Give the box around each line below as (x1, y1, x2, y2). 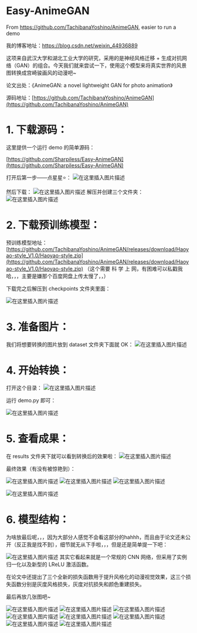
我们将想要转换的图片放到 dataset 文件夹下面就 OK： (6, 341, 134, 348)
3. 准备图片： (6, 321, 70, 334)
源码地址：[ (6, 94, 34, 101)
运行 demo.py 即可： (6, 397, 56, 404)
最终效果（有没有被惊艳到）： (6, 465, 76, 472)
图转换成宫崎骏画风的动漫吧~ (6, 69, 77, 76)
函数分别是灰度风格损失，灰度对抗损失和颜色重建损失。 (11, 581, 145, 588)
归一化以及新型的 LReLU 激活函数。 (6, 561, 92, 568)
